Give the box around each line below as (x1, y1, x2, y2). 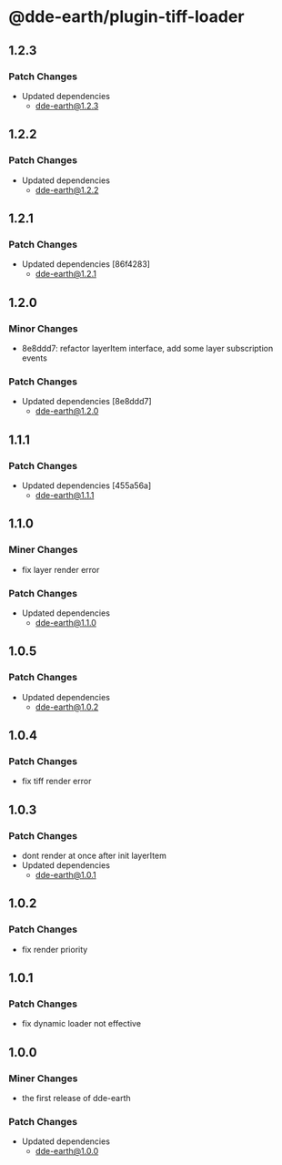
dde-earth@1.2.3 (35, 100, 99, 111)
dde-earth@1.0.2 (35, 701, 99, 712)
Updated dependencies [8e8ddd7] (21, 396, 152, 407)
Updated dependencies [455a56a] (21, 480, 152, 491)
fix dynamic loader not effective (21, 1018, 142, 1029)
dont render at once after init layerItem (21, 850, 167, 861)
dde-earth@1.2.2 (35, 184, 99, 195)
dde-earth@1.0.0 (35, 1146, 99, 1157)
